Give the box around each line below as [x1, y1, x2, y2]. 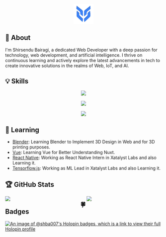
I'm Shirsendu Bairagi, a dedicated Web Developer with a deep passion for [5, 47, 158, 53]
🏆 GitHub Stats [5, 180, 55, 189]
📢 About [5, 34, 31, 42]
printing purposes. [12, 144, 51, 150]
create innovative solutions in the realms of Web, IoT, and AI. [5, 63, 129, 69]
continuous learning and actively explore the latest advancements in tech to [5, 57, 161, 63]
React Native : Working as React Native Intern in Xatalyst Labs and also [12, 155, 157, 160]
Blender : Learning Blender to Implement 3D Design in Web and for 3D [12, 139, 155, 145]
